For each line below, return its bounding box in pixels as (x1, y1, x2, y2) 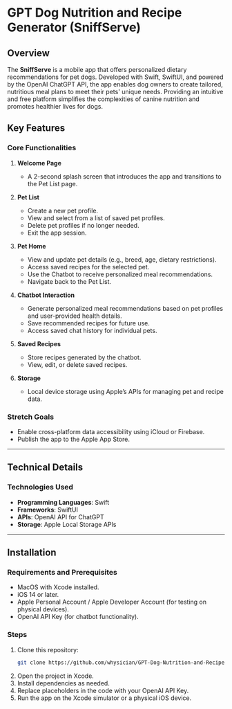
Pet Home (17, 242, 46, 250)
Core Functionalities (7, 143, 77, 153)
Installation (7, 547, 57, 559)
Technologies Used (7, 483, 74, 492)
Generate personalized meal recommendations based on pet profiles (27, 304, 223, 312)
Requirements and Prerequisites (7, 567, 117, 577)
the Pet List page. (27, 179, 78, 188)
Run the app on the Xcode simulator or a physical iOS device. (17, 694, 192, 702)
